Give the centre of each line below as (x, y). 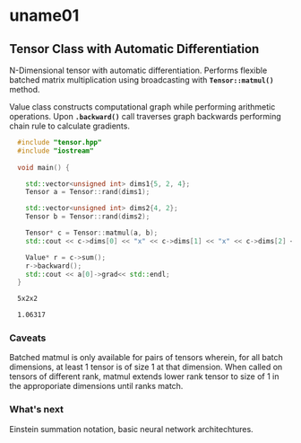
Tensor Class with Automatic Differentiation (134, 49)
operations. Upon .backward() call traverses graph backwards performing (146, 116)
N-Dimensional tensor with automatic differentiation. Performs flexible (138, 70)
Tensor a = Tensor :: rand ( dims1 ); (88, 192)
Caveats (28, 338)
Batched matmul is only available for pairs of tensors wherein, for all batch (146, 358)
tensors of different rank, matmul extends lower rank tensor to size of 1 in (144, 377)
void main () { (43, 167)
